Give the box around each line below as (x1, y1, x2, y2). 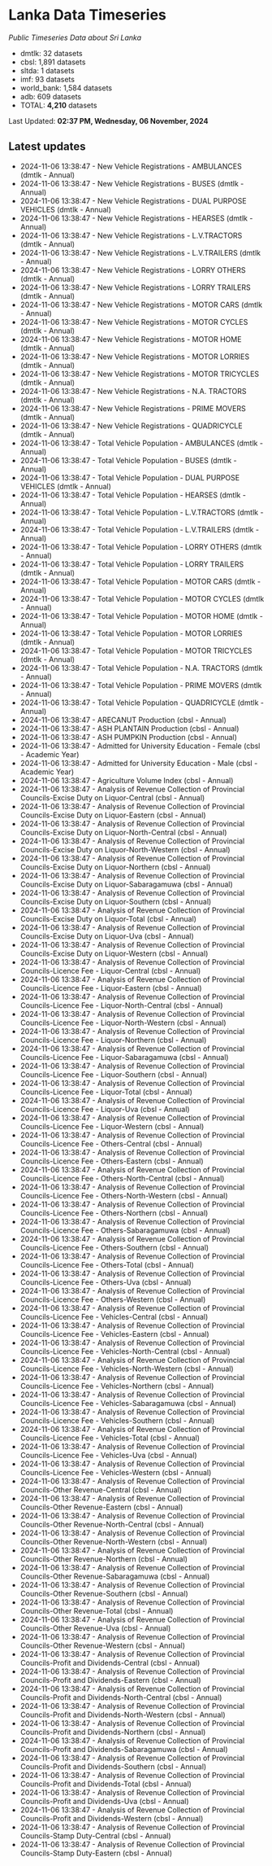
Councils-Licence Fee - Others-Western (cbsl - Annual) (19, 1294, 206, 1304)
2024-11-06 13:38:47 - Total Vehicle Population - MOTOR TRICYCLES (19, 646, 253, 655)
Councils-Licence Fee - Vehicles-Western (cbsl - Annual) (19, 1467, 212, 1477)
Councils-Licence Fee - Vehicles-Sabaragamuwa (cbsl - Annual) (19, 1398, 237, 1408)
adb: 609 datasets (19, 91, 82, 101)
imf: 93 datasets (19, 74, 76, 84)
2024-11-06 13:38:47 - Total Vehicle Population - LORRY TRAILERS (19, 559, 244, 569)
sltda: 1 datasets (19, 65, 75, 75)
